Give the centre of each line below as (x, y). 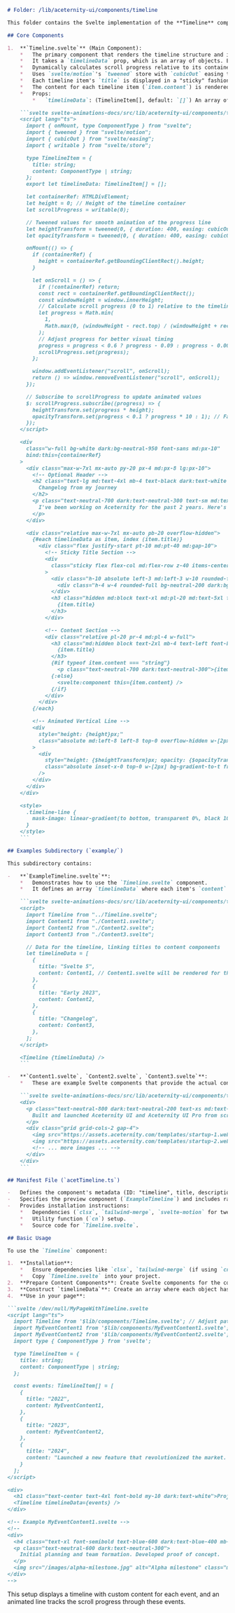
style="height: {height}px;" (81, 734)
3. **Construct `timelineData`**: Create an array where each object (112, 1289)
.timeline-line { (51, 812)
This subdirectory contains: (50, 863)
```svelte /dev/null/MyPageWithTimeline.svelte (78, 1308)
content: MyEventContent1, (65, 1406)
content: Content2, (67, 999)
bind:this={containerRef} (63, 455)
